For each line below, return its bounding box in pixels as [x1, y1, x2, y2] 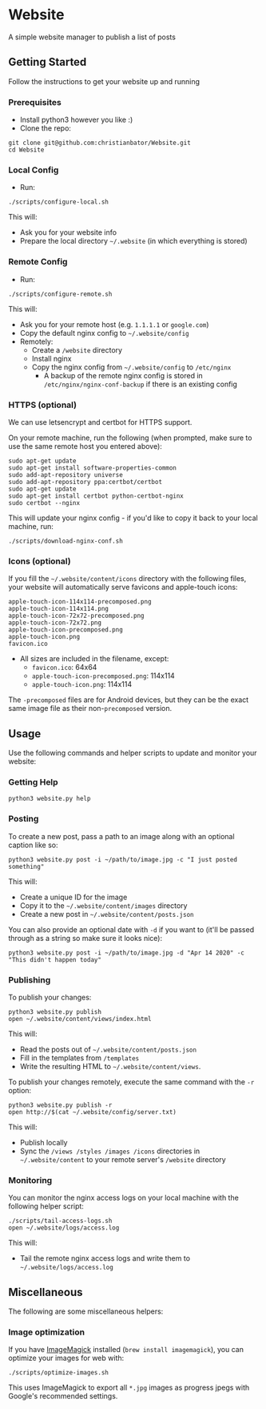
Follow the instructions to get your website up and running [8, 76, 200, 86]
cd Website [8, 146, 45, 154]
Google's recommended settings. [8, 1391, 118, 1401]
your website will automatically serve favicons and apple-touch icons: [8, 583, 238, 592]
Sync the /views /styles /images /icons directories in [19, 1146, 200, 1156]
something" [8, 862, 45, 870]
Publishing [8, 974, 51, 985]
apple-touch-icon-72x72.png [8, 619, 102, 627]
